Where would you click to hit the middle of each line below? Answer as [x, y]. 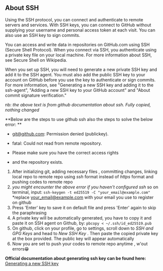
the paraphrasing [29, 213]
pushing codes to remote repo [42, 182]
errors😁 [20, 249]
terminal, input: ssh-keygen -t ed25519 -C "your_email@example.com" [81, 192]
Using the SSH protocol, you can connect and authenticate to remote [74, 19]
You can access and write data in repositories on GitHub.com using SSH [77, 44]
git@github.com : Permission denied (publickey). [60, 134]
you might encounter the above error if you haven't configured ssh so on [85, 187]
